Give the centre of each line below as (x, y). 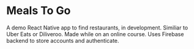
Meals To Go (39, 11)
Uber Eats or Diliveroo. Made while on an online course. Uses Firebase (95, 34)
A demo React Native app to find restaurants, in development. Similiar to (97, 28)
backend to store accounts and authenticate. (63, 40)
